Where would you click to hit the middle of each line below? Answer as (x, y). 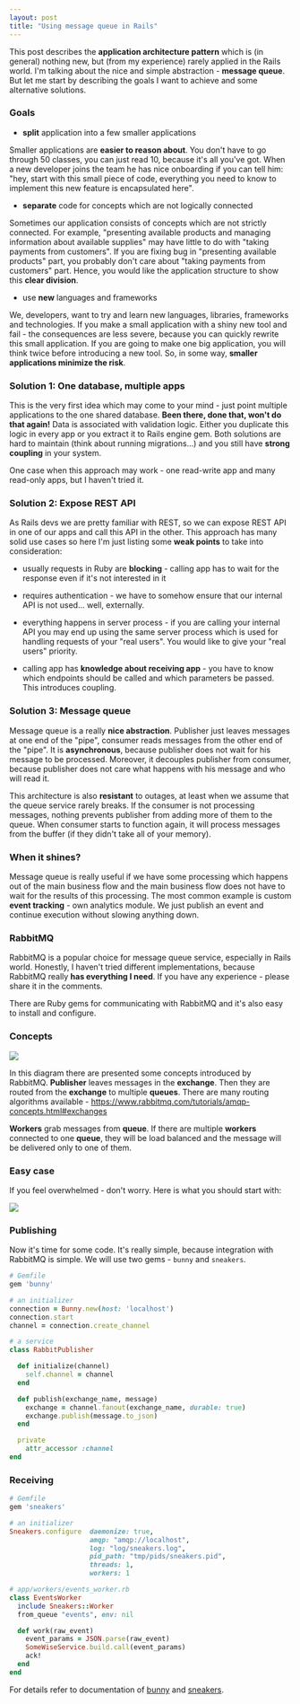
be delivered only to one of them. (70, 1147)
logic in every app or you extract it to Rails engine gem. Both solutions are (146, 434)
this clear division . (44, 280)
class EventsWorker (46, 1598)
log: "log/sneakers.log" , (137, 1548)
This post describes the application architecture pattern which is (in (137, 51)
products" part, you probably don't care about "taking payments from (137, 260)
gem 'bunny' (31, 1285)
